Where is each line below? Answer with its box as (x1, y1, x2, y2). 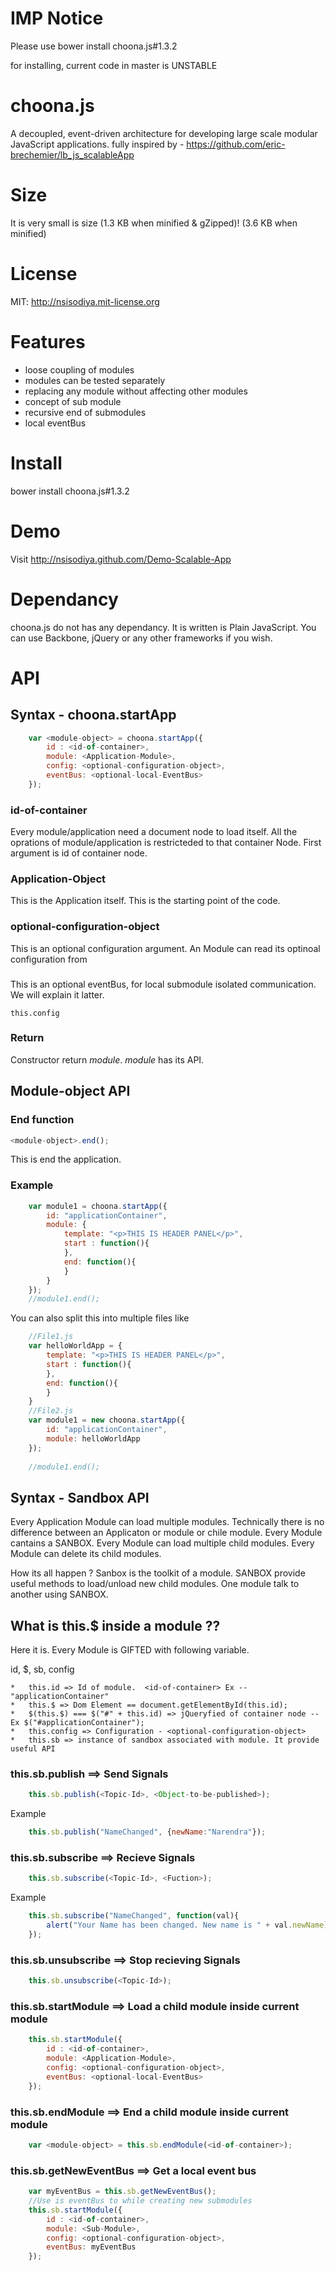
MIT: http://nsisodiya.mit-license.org (10, 295, 160, 307)
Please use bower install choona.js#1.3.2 (10, 40, 178, 52)
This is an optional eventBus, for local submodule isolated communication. (10, 978, 317, 990)
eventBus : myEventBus (46, 2242, 137, 2252)
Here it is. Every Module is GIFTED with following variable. (10, 1644, 250, 1656)
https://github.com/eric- (186, 138, 286, 150)
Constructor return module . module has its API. (10, 1053, 205, 1066)
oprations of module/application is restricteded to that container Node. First (10, 837, 322, 849)
